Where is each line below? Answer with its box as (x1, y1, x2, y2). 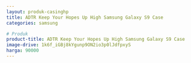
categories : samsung (6, 20, 59, 26)
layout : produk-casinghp (6, 8, 69, 15)
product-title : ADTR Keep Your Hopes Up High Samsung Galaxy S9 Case (6, 37, 186, 43)
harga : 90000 (6, 47, 39, 54)
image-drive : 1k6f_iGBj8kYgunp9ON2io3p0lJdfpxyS (6, 42, 131, 48)
